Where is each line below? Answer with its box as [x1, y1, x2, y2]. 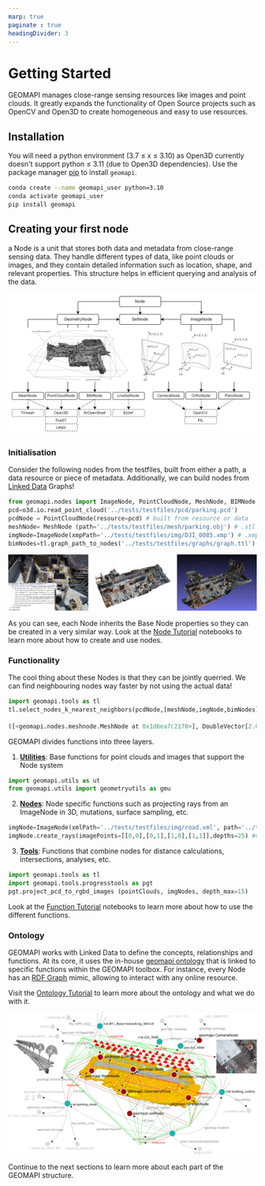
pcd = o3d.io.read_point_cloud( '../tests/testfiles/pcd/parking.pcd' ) [8, 506, 238, 514]
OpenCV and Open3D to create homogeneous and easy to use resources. [8, 107, 248, 117]
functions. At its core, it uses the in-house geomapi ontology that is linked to [8, 956, 256, 965]
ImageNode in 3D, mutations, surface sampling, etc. [19, 807, 189, 817]
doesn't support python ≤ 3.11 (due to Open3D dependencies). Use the [8, 159, 238, 169]
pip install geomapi [8, 200, 77, 208]
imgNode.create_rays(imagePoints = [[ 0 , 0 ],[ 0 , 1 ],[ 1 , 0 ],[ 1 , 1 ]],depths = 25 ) [8, 832, 249, 840]
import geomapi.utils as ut [8, 777, 101, 785]
